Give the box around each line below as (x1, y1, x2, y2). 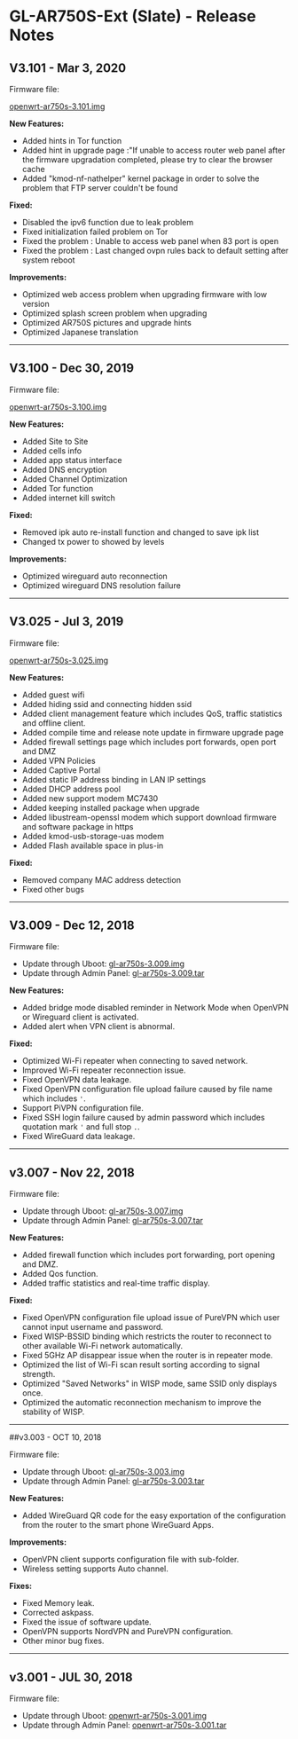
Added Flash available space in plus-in (21, 840, 164, 851)
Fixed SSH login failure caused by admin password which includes (21, 1112, 265, 1123)
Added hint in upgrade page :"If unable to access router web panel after (21, 145, 286, 155)
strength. (21, 1369, 56, 1380)
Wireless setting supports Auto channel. (21, 1563, 169, 1574)
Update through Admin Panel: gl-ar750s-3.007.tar (21, 1216, 204, 1226)
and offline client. (21, 717, 86, 728)
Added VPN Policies (21, 755, 96, 766)
